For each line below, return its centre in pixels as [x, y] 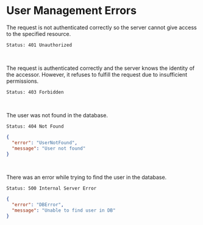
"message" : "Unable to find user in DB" [64, 210]
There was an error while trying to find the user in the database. [87, 178]
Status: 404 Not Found [35, 126]
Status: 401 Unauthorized [39, 45]
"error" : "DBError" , [38, 205]
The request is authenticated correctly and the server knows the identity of [101, 68]
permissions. [23, 81]
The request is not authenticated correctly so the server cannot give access [101, 27]
